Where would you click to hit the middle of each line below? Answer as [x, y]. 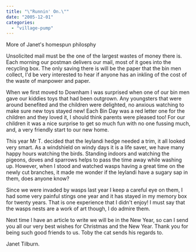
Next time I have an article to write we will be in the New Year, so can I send [97, 220]
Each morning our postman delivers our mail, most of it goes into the [89, 62]
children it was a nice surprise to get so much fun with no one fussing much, [98, 123]
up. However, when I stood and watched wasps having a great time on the [95, 166]
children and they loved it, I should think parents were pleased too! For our [96, 117]
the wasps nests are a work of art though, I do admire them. [78, 209]
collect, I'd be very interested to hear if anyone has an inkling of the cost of [97, 75]
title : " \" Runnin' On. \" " [37, 11]
